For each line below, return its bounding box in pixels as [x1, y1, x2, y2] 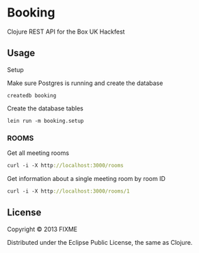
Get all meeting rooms [7, 149, 70, 157]
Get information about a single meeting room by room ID [7, 174, 166, 182]
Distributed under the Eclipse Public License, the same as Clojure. [7, 238, 193, 246]
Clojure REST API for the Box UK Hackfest [7, 27, 125, 36]
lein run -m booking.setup [7, 117, 84, 124]
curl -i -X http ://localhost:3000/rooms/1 [7, 187, 130, 195]
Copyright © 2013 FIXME [7, 225, 77, 233]
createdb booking [7, 92, 57, 99]
